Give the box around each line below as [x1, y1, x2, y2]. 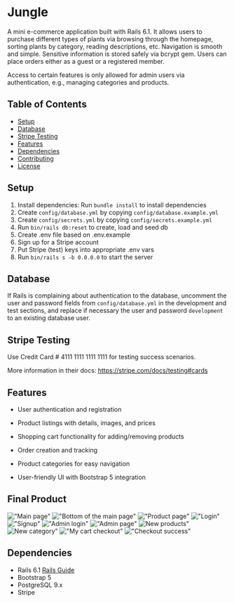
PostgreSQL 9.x [17, 581, 63, 589]
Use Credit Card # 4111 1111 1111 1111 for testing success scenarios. [7, 353, 196, 361]
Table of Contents [7, 99, 88, 111]
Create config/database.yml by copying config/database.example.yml [17, 208, 219, 216]
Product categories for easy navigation [17, 459, 130, 468]
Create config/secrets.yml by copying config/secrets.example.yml [17, 215, 212, 224]
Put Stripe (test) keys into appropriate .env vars [17, 245, 154, 254]
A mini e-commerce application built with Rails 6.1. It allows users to [7, 27, 202, 36]
